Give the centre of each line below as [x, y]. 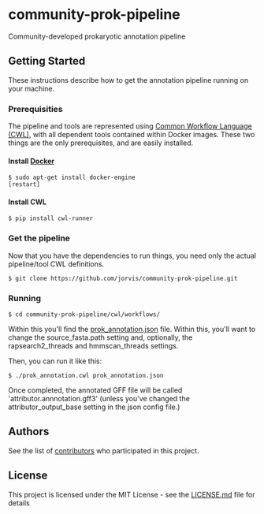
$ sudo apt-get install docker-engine [72, 178]
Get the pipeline [39, 238]
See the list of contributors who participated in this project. [104, 450]
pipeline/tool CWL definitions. [56, 264]
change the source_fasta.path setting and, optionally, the [100, 337]
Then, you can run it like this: [55, 361]
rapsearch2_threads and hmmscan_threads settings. [93, 346]
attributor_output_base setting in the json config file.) [94, 407]
